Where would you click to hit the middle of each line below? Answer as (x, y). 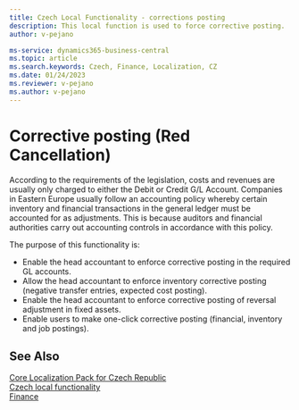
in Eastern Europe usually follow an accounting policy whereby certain (138, 198)
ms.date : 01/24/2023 (48, 75)
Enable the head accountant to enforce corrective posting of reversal (149, 299)
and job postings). (55, 328)
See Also (34, 356)
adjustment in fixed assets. (71, 309)
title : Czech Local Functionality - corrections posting (117, 17)
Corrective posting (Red (100, 136)
